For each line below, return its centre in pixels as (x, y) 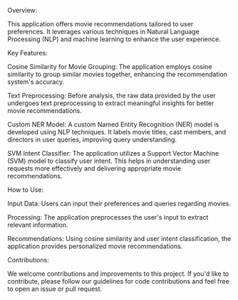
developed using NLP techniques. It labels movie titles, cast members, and (117, 132)
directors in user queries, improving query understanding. (92, 139)
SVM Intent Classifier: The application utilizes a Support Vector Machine (113, 153)
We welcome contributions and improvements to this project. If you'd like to (118, 274)
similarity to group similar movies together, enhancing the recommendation (118, 74)
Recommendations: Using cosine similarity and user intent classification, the (119, 239)
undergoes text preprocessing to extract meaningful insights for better (111, 103)
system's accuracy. (36, 82)
